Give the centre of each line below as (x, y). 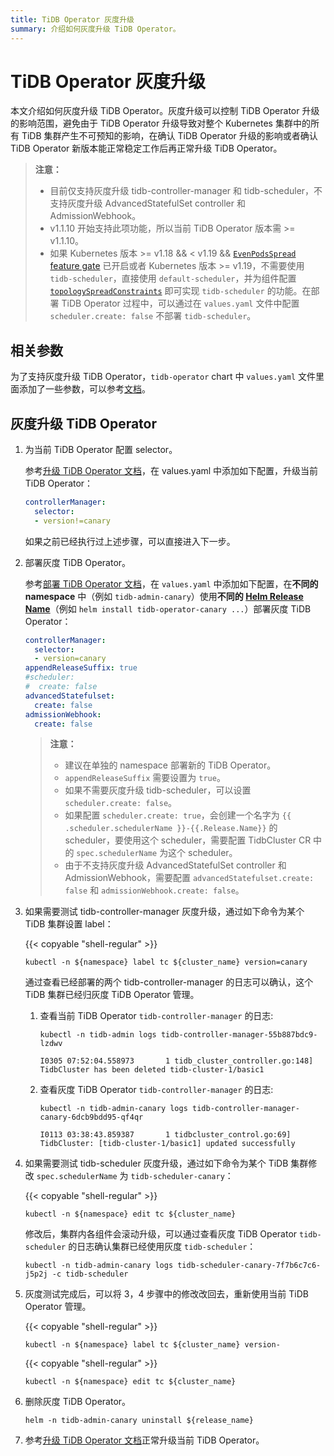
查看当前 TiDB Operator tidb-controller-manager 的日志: (156, 1016)
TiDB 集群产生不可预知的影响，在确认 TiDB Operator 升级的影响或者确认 (169, 136)
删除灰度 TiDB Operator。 (78, 1402)
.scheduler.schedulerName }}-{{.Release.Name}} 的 (171, 828)
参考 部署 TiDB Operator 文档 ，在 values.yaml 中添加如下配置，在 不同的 (171, 583)
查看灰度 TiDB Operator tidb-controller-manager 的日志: (156, 1090)
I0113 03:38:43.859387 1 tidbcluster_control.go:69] (165, 1135)
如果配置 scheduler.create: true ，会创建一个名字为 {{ (178, 815)
